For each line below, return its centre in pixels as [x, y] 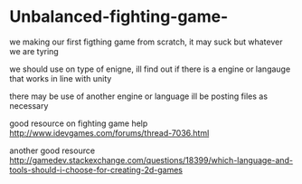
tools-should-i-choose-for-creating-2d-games [96, 169]
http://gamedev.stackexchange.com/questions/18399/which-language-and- [151, 160]
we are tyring [34, 51]
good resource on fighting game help [79, 123]
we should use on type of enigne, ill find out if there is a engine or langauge [150, 69]
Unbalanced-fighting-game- [119, 17]
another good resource [52, 150]
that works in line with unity [61, 78]
